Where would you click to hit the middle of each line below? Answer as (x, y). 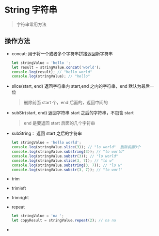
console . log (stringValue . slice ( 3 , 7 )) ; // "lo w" (63, 160)
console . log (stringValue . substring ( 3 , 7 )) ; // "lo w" (67, 165)
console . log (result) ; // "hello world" (52, 72)
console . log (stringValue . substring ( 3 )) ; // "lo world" (68, 152)
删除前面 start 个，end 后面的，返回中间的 (66, 103)
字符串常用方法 (31, 24)
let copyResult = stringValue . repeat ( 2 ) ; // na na (64, 220)
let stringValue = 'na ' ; (38, 216)
